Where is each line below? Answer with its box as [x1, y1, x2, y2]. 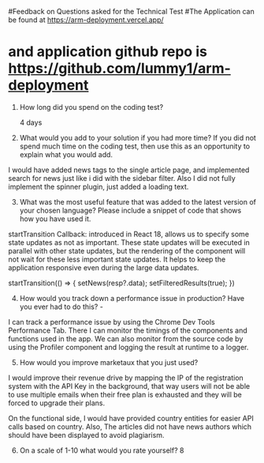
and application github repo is [8, 43, 207, 61]
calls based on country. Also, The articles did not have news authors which [8, 422, 252, 431]
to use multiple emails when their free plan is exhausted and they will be [8, 390, 242, 399]
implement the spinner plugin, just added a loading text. [8, 182, 189, 191]
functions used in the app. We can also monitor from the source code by [8, 333, 244, 343]
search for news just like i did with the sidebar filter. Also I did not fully [8, 173, 236, 183]
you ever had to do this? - [19, 302, 104, 311]
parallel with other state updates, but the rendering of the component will [8, 246, 246, 255]
